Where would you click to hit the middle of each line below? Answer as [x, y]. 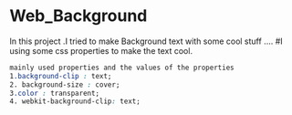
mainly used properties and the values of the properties [122, 68]
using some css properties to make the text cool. [101, 50]
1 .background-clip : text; [61, 76]
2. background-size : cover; [65, 84]
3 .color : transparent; [55, 93]
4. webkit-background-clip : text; [75, 101]
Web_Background [78, 16]
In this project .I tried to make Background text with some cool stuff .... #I [146, 41]
